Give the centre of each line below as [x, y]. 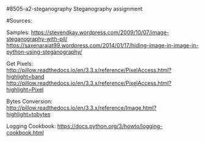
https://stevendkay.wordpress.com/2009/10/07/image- [100, 32]
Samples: [18, 32]
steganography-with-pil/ [37, 39]
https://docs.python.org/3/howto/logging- [110, 126]
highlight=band [25, 76]
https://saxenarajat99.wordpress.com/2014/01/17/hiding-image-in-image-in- [103, 45]
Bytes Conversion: [30, 101]
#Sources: [19, 20]
